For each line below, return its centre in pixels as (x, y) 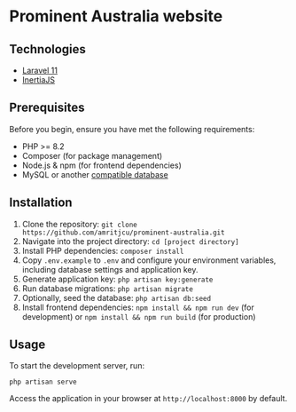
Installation (41, 203)
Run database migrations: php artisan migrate (107, 288)
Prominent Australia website (116, 16)
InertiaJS (39, 80)
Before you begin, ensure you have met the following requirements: (132, 129)
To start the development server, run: (77, 366)
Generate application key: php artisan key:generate (117, 279)
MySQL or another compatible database (95, 174)
